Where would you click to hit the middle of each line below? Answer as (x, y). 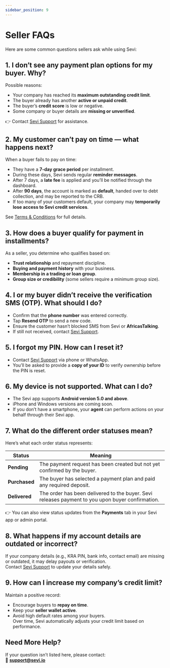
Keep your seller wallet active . (45, 610)
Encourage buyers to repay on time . (50, 605)
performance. (27, 626)
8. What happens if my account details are (73, 536)
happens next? (29, 147)
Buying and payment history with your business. (64, 268)
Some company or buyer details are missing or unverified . (74, 111)
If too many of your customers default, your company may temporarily (86, 202)
